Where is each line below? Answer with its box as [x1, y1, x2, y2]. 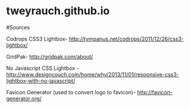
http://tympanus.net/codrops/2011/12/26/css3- [68, 35, 184, 42]
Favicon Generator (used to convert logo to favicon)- [6, 88, 136, 96]
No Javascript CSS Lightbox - [6, 64, 79, 72]
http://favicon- [136, 88, 173, 96]
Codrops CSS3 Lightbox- [6, 35, 68, 42]
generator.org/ [6, 95, 42, 102]
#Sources [6, 24, 30, 31]
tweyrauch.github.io [6, 4, 110, 18]
